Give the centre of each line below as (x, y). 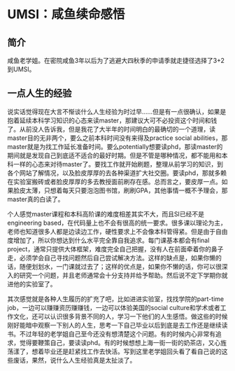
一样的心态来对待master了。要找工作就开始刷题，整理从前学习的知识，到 (118, 164)
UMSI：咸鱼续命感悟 (66, 14)
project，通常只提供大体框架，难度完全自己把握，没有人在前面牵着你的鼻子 (115, 248)
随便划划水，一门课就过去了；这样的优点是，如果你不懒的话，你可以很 (120, 266)
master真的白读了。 (36, 199)
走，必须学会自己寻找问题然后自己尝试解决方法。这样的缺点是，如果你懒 (111, 258)
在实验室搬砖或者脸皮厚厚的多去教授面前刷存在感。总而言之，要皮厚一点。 (114, 181)
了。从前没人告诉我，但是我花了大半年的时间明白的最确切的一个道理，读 (111, 129)
